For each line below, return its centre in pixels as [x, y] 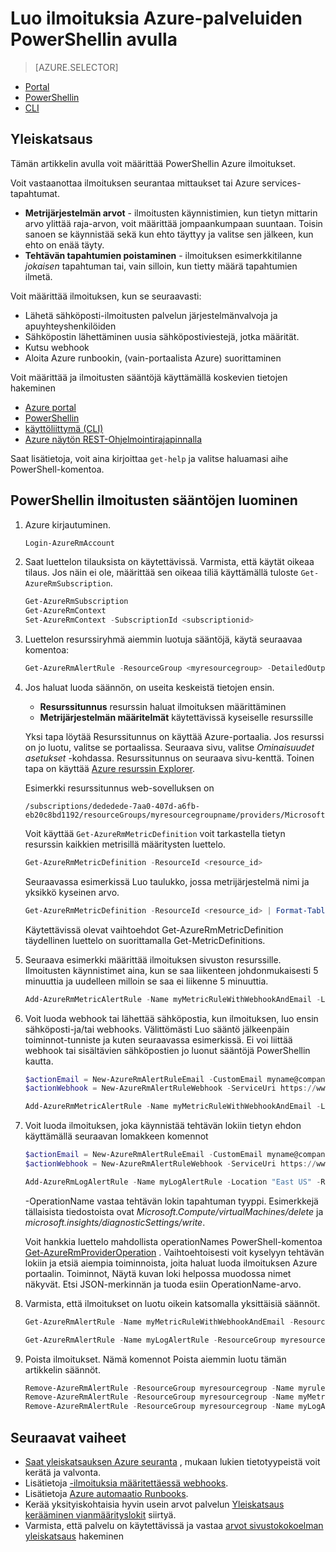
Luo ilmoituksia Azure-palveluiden [156, 18]
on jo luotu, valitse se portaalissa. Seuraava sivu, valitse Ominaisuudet [169, 747]
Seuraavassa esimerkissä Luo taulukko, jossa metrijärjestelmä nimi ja [167, 881]
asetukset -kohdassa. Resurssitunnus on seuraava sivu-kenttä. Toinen [169, 758]
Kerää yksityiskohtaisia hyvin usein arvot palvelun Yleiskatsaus [154, 1504]
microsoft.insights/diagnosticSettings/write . [115, 1222]
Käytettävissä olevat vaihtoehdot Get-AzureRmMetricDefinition [154, 929]
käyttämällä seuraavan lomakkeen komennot [116, 1136]
